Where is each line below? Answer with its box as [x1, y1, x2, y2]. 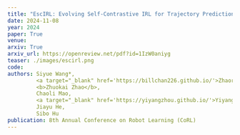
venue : [7, 37, 27, 44]
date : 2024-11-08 [7, 17, 59, 24]
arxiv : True [7, 44, 43, 51]
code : [7, 64, 24, 71]
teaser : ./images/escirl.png [7, 57, 94, 64]
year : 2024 [7, 24, 40, 31]
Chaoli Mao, [36, 90, 72, 97]
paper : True [7, 30, 43, 38]
